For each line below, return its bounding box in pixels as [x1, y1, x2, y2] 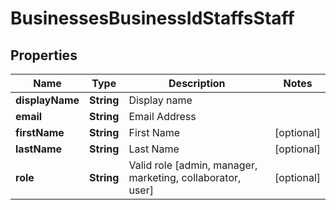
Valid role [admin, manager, [128, 158, 258, 172]
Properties [10, 47, 78, 64]
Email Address [128, 110, 197, 123]
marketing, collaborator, [128, 171, 242, 184]
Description [168, 77, 226, 90]
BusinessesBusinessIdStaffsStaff [10, 7, 295, 30]
